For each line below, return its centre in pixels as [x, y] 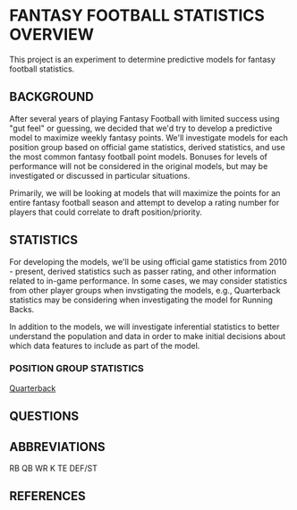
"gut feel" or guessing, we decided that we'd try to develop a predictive [141, 128]
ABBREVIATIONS [57, 447]
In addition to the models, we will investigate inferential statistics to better [144, 327]
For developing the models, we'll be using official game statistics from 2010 [148, 261]
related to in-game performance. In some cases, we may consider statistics [148, 280]
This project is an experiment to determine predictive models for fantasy [142, 59]
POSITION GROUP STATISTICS [77, 369]
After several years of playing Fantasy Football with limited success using [144, 118]
